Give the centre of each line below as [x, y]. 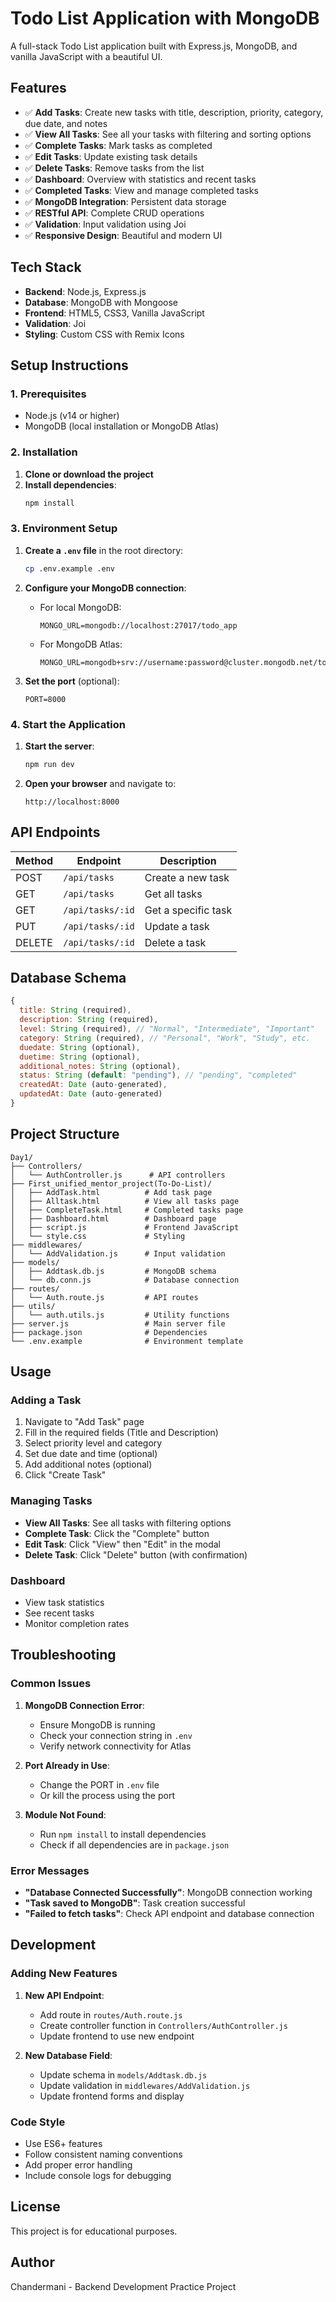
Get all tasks [173, 894]
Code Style [38, 2122]
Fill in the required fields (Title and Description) [121, 1433]
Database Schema [68, 977]
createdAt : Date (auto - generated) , [93, 1085]
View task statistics [64, 1602]
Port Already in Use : [67, 1765]
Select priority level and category [93, 1443]
